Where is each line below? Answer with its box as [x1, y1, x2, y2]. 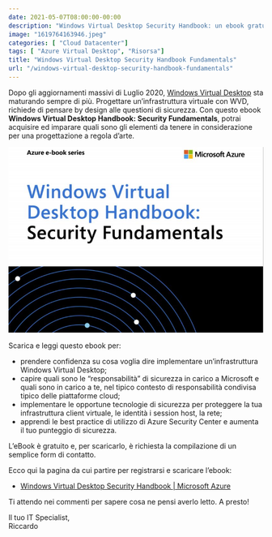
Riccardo [8, 521, 39, 531]
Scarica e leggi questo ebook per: [8, 341, 121, 350]
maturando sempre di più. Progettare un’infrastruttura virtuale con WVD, [8, 96, 249, 105]
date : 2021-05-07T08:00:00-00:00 [8, 13, 121, 21]
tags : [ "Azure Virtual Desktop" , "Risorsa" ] [8, 47, 164, 56]
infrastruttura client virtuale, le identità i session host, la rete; [19, 408, 223, 418]
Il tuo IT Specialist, [8, 512, 70, 522]
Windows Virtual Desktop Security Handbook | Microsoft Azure [19, 481, 231, 491]
